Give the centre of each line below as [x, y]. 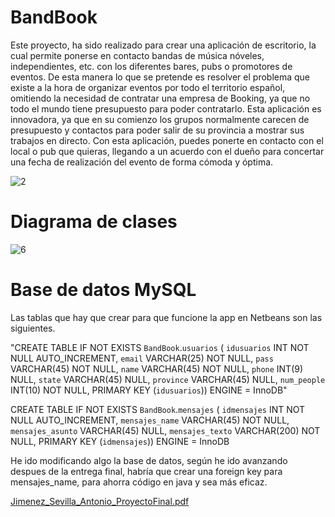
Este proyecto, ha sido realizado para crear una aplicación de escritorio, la [163, 45]
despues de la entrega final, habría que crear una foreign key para [146, 471]
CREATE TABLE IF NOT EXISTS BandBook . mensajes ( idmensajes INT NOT [158, 409]
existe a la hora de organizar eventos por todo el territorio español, [148, 87]
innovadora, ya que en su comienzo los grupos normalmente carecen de [160, 119]
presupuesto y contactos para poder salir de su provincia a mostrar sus [157, 130]
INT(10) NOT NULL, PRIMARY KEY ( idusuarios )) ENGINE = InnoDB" [149, 390]
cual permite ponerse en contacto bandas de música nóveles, [137, 55]
